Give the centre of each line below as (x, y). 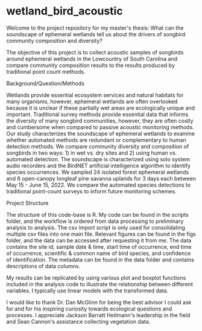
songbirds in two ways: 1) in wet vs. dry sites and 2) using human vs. (92, 153)
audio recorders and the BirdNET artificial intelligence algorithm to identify (99, 165)
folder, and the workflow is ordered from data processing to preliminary (95, 221)
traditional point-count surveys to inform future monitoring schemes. (91, 191)
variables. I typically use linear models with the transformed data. (87, 291)
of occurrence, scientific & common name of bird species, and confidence (99, 253)
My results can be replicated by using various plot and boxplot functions (96, 278)
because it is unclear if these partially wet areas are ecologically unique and (100, 108)
